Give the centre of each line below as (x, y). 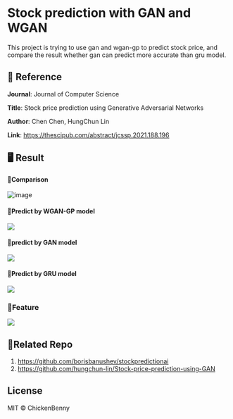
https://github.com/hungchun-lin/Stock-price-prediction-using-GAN (116, 369)
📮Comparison (28, 179)
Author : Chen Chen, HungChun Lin (58, 121)
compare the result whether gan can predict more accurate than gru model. (117, 55)
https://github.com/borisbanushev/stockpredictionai (93, 361)
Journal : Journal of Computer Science (63, 94)
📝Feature (23, 307)
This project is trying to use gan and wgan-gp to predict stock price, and (113, 47)
